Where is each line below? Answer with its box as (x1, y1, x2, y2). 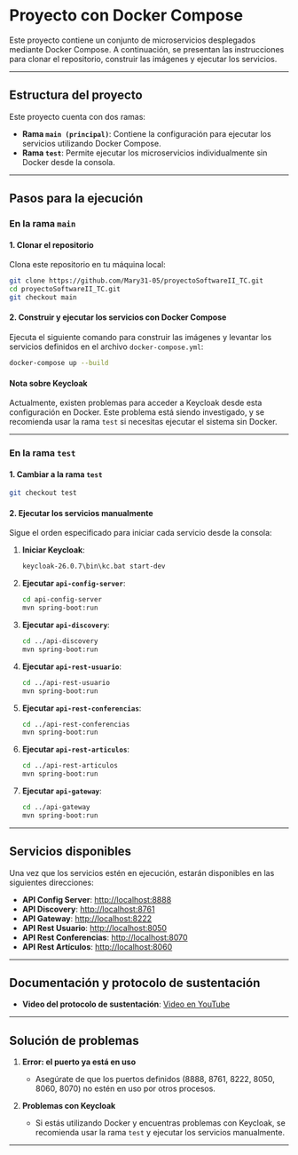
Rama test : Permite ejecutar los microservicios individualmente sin (21, 147, 268, 158)
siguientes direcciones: (9, 877, 95, 888)
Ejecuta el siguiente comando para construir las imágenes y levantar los (9, 332, 272, 343)
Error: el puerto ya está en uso (21, 1056, 137, 1067)
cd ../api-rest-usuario (21, 678, 111, 687)
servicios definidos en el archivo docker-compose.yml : (9, 341, 204, 352)
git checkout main (9, 293, 77, 302)
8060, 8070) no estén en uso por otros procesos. (35, 1083, 216, 1094)
